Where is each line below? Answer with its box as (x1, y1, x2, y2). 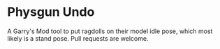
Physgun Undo (7, 4, 95, 20)
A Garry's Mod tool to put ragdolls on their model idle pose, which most (7, 27, 213, 35)
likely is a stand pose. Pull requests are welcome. (7, 34, 149, 42)
